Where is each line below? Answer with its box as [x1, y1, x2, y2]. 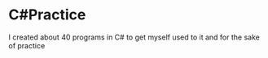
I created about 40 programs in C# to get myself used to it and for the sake [8, 32, 261, 42]
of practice [8, 40, 46, 50]
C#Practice [8, 6, 86, 24]
